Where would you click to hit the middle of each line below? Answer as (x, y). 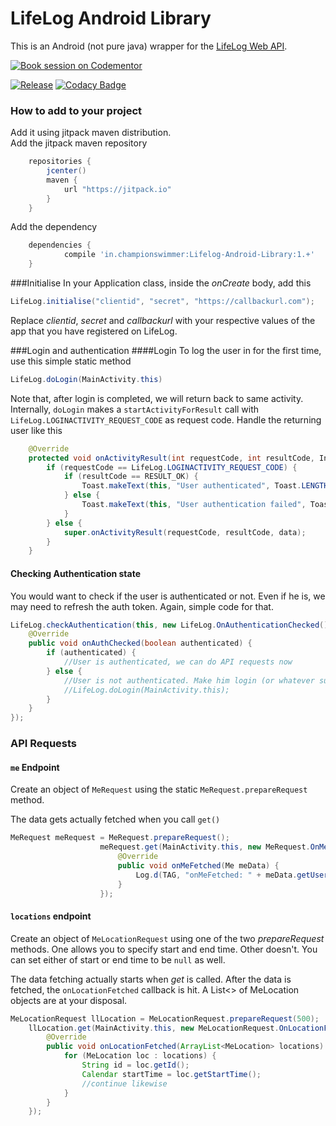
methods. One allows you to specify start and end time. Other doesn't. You (164, 949)
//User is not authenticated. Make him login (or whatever (189, 680)
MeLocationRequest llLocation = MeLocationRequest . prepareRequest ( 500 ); (165, 1018)
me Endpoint (35, 767)
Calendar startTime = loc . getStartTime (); (171, 1074)
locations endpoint (51, 916)
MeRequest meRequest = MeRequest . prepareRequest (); (120, 838)
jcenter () (66, 171)
